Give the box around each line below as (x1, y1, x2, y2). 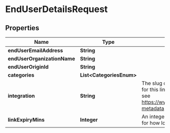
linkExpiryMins (8, 116, 45, 123)
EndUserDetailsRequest (5, 4, 108, 15)
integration (8, 92, 35, 99)
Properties (5, 24, 39, 32)
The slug (141, 80, 163, 87)
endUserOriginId (8, 63, 49, 70)
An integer (141, 113, 166, 120)
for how (141, 119, 160, 126)
